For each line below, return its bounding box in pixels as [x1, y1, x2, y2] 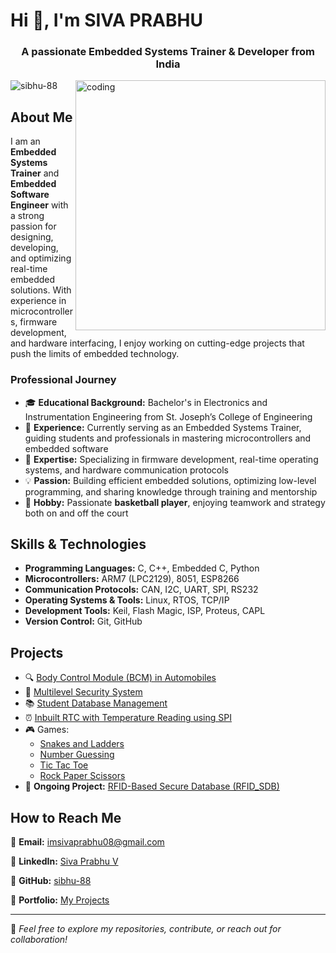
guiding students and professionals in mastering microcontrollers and [24, 432, 312, 444]
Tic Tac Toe [39, 759, 89, 771]
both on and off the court [24, 507, 129, 519]
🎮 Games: [24, 724, 70, 736]
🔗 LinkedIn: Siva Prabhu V [10, 855, 119, 868]
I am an [10, 135, 41, 148]
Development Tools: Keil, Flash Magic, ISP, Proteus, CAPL [24, 605, 266, 617]
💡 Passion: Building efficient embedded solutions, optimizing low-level [24, 474, 317, 486]
